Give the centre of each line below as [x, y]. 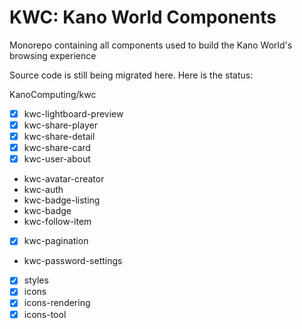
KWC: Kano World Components [143, 17]
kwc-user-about [57, 159]
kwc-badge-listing [62, 200]
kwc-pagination [56, 241]
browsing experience [53, 55]
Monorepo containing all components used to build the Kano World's [151, 45]
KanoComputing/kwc [53, 94]
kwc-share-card [57, 148]
